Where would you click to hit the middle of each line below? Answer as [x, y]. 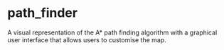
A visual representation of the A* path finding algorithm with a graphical [112, 32]
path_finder [43, 13]
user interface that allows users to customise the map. [87, 39]
